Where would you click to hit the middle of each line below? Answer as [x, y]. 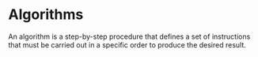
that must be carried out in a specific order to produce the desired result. [127, 44]
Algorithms [46, 15]
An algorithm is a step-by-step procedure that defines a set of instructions [129, 36]
